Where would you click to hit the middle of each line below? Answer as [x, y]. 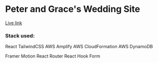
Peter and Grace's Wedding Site [73, 9]
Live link [14, 23]
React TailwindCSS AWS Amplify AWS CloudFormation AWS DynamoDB [79, 47]
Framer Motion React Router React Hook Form [53, 56]
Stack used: [20, 36]
